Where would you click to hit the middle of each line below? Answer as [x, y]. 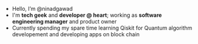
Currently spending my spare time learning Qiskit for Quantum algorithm [102, 28]
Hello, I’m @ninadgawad [42, 9]
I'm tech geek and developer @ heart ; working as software [87, 15]
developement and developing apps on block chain [76, 34]
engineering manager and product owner [64, 21]
